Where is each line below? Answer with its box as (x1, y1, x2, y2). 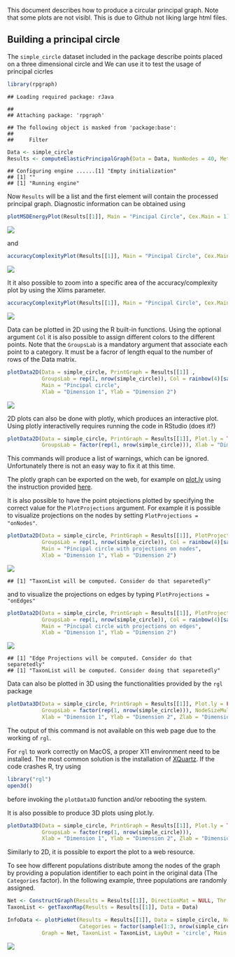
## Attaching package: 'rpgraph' (7, 111, 105, 118)
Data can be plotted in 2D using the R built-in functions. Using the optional (7, 325, 222, 334)
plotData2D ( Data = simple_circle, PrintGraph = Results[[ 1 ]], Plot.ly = (7, 435, 224, 442)
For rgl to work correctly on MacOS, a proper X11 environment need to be (7, 747, 220, 756)
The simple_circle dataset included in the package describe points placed (7, 52, 222, 60)
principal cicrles (7, 67, 54, 76)
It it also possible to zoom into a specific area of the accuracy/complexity (7, 278, 218, 287)
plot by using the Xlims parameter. (7, 286, 106, 294)
